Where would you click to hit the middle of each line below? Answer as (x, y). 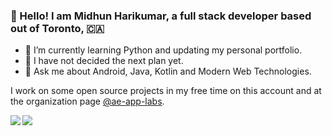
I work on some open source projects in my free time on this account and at (166, 91)
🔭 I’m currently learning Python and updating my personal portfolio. (163, 50)
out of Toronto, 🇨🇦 (57, 28)
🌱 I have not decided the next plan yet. (104, 61)
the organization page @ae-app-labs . (87, 101)
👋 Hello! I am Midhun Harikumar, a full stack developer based (161, 16)
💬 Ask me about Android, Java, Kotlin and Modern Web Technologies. (168, 71)
